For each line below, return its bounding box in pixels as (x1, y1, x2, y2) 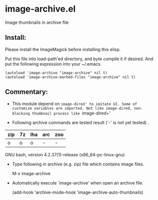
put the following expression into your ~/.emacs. (5, 61, 102, 67)
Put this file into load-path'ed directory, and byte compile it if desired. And (5, 56, 154, 62)
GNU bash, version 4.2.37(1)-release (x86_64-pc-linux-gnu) (5, 151, 125, 157)
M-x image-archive (12, 170, 51, 176)
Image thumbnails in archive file (5, 19, 69, 25)
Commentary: (5, 88, 48, 96)
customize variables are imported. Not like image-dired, (12, 106, 132, 111)
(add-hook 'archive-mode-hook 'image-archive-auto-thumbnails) (12, 189, 143, 195)
